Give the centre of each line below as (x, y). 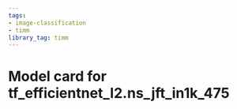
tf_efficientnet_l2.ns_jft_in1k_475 (119, 94)
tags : (17, 15)
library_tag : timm (38, 38)
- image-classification (47, 23)
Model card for (57, 77)
